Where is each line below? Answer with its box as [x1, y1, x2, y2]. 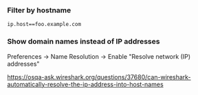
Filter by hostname [7, 5, 71, 15]
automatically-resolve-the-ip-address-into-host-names [7, 80, 164, 88]
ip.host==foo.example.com [7, 21, 81, 28]
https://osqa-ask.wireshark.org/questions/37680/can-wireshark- [7, 72, 191, 81]
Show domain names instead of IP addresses [7, 37, 160, 46]
